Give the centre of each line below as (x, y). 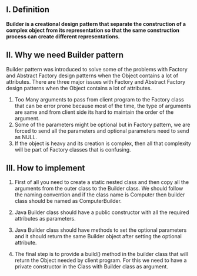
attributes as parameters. (45, 219)
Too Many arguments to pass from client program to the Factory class (99, 99)
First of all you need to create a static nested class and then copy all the (102, 182)
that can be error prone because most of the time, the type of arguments (103, 106)
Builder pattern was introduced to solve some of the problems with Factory (97, 69)
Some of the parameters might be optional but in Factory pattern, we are (102, 124)
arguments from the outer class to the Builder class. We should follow (99, 189)
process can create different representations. (63, 36)
